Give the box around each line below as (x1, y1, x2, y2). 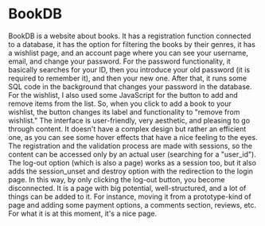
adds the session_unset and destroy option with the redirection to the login (8, 166, 253, 176)
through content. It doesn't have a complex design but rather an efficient (8, 124, 247, 134)
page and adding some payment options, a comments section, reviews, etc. (8, 200, 257, 209)
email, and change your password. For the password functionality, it (8, 56, 231, 66)
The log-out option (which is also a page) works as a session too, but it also (8, 158, 257, 167)
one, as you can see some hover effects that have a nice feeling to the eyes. (8, 132, 258, 142)
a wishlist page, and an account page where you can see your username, (8, 48, 249, 57)
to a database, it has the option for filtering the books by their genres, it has (8, 39, 256, 49)
